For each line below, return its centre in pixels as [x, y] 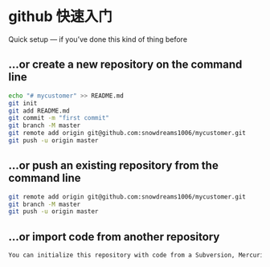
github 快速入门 [60, 16]
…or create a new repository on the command [125, 65]
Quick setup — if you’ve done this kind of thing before [98, 39]
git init [23, 103]
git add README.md [39, 111]
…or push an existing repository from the [113, 166]
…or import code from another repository [114, 237]
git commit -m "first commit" [59, 118]
